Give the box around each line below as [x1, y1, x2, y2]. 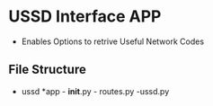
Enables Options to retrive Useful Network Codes [21, 36, 204, 47]
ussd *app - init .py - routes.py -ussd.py [21, 85, 170, 96]
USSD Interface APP [8, 6, 162, 27]
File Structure [8, 62, 86, 77]
